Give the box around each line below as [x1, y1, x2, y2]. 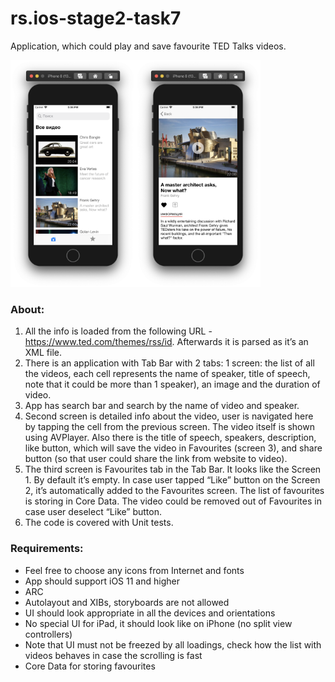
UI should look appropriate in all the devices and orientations [24, 607, 276, 619]
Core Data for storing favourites [24, 660, 156, 672]
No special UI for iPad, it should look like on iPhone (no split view [24, 617, 293, 629]
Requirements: [10, 542, 84, 556]
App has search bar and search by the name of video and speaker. [24, 400, 300, 412]
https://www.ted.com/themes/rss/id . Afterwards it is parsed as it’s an [24, 336, 309, 348]
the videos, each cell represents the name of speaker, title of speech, [24, 368, 311, 380]
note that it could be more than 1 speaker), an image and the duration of [24, 378, 321, 391]
